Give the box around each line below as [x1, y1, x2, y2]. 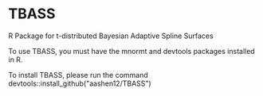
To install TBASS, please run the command [8, 70, 149, 79]
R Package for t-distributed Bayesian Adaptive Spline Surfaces [8, 31, 214, 40]
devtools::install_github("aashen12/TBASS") [8, 79, 151, 88]
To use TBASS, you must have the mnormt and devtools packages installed [8, 46, 255, 56]
